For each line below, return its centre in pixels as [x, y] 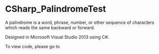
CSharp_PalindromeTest [56, 9]
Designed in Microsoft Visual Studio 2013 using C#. [57, 37]
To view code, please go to [32, 46]
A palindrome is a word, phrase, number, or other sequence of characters [79, 22]
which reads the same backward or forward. [50, 27]
